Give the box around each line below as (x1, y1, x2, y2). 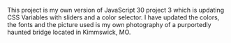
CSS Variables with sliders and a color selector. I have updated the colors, (7, 13, 220, 21)
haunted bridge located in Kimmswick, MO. (7, 28, 131, 36)
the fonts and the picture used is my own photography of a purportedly (7, 21, 211, 28)
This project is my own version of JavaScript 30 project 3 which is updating (7, 6, 225, 14)
